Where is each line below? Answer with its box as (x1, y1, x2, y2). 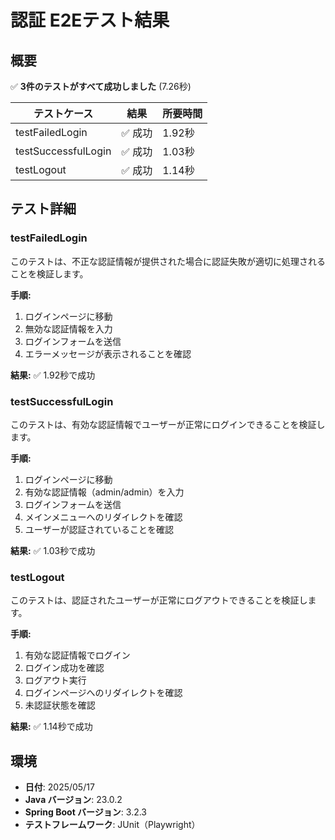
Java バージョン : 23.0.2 (24, 794, 123, 806)
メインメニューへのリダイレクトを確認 (24, 511, 183, 523)
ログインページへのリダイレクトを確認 (24, 687, 183, 699)
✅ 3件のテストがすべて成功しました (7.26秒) (10, 81, 192, 92)
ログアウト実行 (24, 674, 87, 686)
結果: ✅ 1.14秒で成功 (10, 721, 93, 733)
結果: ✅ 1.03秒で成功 (10, 544, 96, 556)
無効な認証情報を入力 (24, 322, 113, 335)
